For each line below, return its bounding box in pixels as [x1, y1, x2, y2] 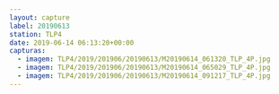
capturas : [9, 47, 47, 56]
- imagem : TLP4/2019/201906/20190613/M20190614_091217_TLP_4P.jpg [17, 72, 271, 81]
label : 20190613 [9, 21, 70, 30]
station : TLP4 [9, 30, 63, 38]
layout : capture [9, 13, 70, 22]
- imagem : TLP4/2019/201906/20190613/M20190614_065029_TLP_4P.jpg [17, 64, 271, 73]
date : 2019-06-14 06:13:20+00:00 [9, 38, 135, 47]
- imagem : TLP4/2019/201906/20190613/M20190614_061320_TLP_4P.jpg [17, 55, 271, 64]
